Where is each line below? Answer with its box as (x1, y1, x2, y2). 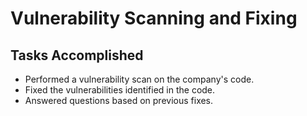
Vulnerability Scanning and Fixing (10, 7, 298, 30)
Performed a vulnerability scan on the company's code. (24, 73, 255, 85)
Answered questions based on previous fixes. (24, 95, 214, 106)
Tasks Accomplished (10, 47, 144, 64)
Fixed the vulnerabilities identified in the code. (24, 84, 216, 96)
